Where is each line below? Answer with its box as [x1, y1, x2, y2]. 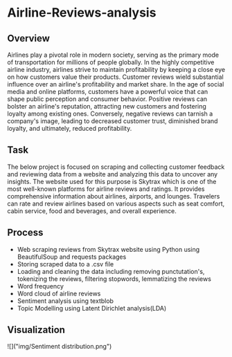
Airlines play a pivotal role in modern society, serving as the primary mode [7, 51, 220, 59]
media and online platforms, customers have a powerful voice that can [7, 88, 208, 95]
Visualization [7, 324, 66, 336]
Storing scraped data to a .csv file [17, 259, 114, 268]
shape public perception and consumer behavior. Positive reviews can [7, 95, 208, 103]
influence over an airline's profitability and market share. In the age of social [7, 80, 224, 88]
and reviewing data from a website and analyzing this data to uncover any [7, 170, 218, 178]
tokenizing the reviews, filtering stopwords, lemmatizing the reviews [17, 275, 211, 283]
